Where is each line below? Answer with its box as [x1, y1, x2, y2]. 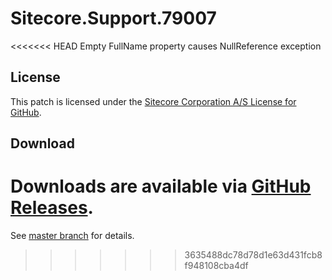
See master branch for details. [10, 230, 135, 242]
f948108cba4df [184, 260, 249, 272]
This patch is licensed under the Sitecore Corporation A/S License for [10, 95, 297, 107]
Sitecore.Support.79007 [10, 7, 217, 30]
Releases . [10, 197, 94, 219]
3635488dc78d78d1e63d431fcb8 [184, 249, 323, 261]
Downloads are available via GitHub [10, 175, 312, 198]
